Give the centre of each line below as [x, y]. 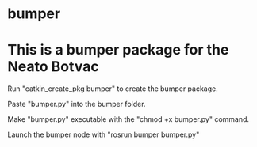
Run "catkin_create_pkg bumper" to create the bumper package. [113, 89]
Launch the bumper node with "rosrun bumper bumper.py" [104, 134]
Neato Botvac [54, 67]
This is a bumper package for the [118, 50]
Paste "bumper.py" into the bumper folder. [77, 104]
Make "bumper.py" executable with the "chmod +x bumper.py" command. [128, 119]
